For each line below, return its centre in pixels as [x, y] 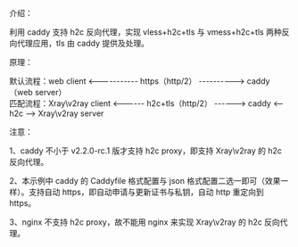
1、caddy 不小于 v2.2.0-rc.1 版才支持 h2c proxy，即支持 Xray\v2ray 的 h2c [146, 151]
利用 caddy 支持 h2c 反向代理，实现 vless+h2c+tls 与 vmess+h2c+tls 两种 [146, 32]
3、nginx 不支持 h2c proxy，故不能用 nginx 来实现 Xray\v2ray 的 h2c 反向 [145, 222]
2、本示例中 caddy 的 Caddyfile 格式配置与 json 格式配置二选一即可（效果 [145, 181]
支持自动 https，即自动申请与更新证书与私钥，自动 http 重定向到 [146, 192]
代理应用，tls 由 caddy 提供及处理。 [83, 43]
